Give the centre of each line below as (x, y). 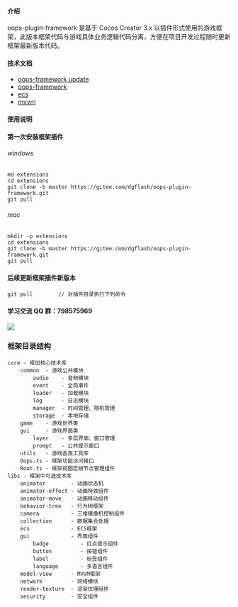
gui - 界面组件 (59, 536)
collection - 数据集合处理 (64, 521)
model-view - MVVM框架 (60, 574)
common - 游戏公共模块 (52, 370)
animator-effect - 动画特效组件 (64, 491)
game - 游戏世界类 (49, 423)
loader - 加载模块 (61, 393)
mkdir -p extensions (38, 236)
